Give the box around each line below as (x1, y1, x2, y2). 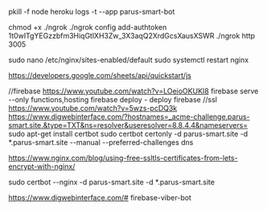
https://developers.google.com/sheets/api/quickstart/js (8, 71, 191, 80)
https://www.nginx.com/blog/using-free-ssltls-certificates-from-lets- (8, 153, 239, 163)
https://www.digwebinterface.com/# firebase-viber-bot (8, 193, 191, 202)
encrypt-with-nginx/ (8, 162, 76, 171)
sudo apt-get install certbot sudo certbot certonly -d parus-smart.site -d (8, 129, 249, 138)
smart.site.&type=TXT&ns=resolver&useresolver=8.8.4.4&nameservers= (8, 121, 249, 130)
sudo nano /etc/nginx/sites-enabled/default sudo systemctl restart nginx (8, 56, 249, 64)
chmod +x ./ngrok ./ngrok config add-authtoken (8, 23, 167, 31)
